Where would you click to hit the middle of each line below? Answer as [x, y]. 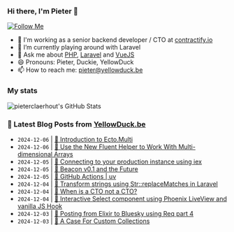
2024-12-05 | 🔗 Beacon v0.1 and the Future [78, 169]
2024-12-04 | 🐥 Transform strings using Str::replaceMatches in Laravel [117, 184]
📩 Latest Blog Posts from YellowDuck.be [76, 124]
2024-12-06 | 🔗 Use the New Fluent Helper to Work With [97, 147]
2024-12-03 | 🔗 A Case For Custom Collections [83, 221]
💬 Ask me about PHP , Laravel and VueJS [76, 55]
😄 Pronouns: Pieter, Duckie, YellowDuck [75, 62]
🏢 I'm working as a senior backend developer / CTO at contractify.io [115, 40]
